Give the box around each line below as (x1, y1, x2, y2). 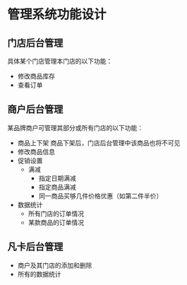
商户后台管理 (7, 103, 64, 115)
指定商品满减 (38, 182, 76, 191)
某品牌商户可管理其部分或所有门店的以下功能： (7, 123, 143, 132)
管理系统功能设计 (7, 6, 107, 23)
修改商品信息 (17, 147, 55, 156)
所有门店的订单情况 (28, 209, 85, 218)
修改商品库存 (17, 72, 55, 80)
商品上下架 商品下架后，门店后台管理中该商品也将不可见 (17, 139, 181, 147)
